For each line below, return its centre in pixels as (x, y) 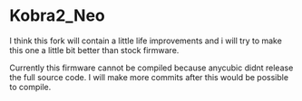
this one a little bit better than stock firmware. (94, 50)
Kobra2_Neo (58, 16)
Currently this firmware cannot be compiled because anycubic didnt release (151, 68)
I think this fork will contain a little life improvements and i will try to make (146, 41)
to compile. (30, 87)
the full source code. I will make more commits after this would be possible (149, 77)
